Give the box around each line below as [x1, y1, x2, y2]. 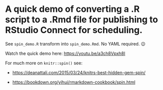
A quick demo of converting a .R [5, 3, 140, 15]
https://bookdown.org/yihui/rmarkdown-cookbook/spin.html [12, 79, 135, 85]
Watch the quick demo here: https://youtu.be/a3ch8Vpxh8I [5, 50, 125, 56]
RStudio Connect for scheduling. [5, 25, 143, 36]
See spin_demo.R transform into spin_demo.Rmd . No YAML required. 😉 [5, 41, 146, 46]
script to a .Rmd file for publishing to [5, 14, 159, 25]
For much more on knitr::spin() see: [5, 60, 83, 66]
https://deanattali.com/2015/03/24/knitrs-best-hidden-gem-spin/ [12, 69, 146, 75]
